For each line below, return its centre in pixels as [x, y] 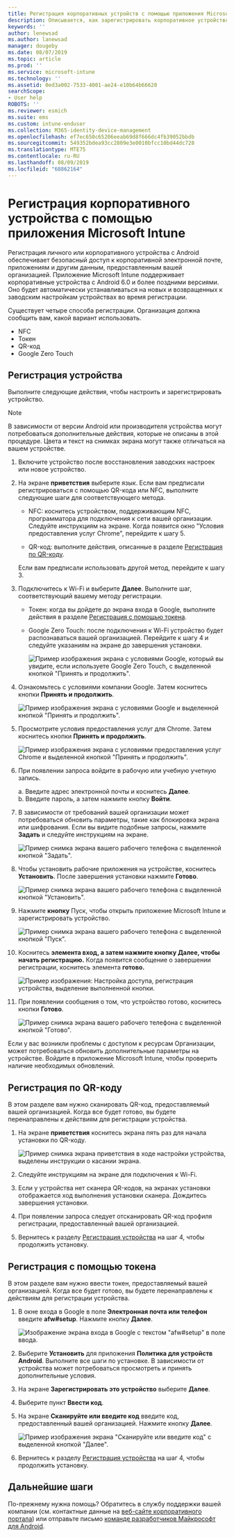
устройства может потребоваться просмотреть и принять [105, 1368]
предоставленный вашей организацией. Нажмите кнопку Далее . [115, 1423]
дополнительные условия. [57, 1375]
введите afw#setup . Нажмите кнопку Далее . [85, 1319]
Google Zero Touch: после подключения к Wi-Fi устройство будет [126, 630]
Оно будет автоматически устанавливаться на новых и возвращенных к [115, 289]
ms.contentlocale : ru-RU [44, 156]
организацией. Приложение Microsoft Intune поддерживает [96, 274]
